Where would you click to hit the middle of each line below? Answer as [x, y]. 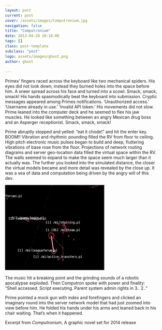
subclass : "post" [22, 51]
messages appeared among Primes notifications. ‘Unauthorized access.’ [77, 102]
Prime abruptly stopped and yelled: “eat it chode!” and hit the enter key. [76, 132]
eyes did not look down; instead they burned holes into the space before [77, 86]
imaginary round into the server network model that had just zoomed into [78, 303]
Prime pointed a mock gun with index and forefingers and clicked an [73, 298]
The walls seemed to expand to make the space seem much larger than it [78, 157]
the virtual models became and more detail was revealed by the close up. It [80, 168]
